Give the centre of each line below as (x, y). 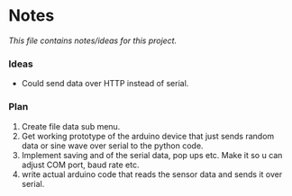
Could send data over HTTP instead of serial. (105, 84)
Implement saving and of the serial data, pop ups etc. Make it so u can (152, 155)
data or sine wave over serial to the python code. (112, 146)
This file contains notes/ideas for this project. (93, 40)
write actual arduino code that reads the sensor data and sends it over (152, 174)
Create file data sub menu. (71, 126)
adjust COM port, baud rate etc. (80, 165)
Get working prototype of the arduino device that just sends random (148, 136)
